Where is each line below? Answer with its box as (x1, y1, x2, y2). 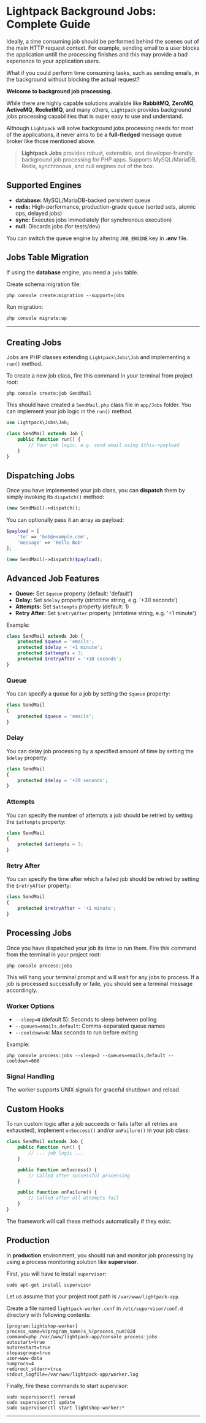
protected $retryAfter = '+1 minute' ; (17, 905, 116, 912)
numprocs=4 (6, 1360, 34, 1367)
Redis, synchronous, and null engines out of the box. (21, 162, 154, 169)
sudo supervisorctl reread (6, 1394, 75, 1400)
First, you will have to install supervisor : (6, 1270, 107, 1278)
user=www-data (6, 1355, 43, 1361)
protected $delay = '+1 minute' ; (17, 645, 103, 651)
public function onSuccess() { (17, 1166, 97, 1173)
